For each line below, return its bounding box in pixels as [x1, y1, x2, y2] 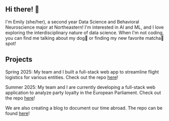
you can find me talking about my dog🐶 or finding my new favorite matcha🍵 [5, 35, 164, 41]
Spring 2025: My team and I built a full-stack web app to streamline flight [5, 68, 159, 75]
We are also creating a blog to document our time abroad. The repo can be [5, 105, 163, 111]
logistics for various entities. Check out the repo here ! [5, 74, 118, 80]
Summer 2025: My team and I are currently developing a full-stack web [5, 84, 156, 90]
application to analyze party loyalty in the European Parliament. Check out [5, 89, 161, 95]
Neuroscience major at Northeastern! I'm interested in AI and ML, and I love [5, 24, 164, 30]
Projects [5, 55, 33, 64]
